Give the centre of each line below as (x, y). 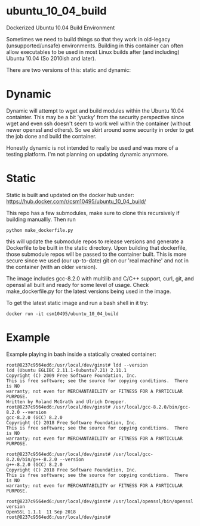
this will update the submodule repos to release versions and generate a (95, 241)
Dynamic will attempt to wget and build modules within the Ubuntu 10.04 (95, 111)
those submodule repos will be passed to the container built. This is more (96, 254)
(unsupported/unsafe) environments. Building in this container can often (95, 46)
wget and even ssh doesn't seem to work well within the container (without (99, 123)
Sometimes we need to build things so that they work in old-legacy (88, 39)
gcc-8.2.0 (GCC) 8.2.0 (34, 418)
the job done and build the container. (51, 136)
